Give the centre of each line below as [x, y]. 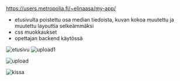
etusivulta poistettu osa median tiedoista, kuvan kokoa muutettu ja [94, 20]
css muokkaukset [36, 32]
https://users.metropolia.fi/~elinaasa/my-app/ [61, 8]
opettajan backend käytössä [49, 38]
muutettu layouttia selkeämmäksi [54, 26]
